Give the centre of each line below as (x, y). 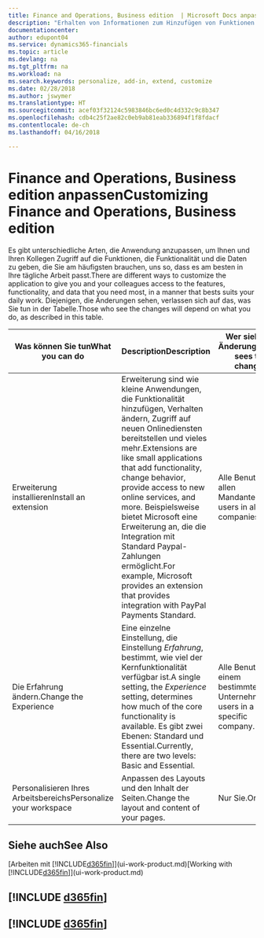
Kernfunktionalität (154, 667)
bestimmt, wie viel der (162, 657)
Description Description (166, 351)
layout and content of (161, 807)
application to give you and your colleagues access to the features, (117, 283)
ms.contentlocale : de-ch (49, 125)
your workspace (42, 807)
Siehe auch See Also (58, 845)
